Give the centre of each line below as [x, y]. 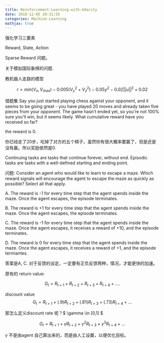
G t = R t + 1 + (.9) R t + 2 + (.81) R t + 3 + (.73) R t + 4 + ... [82, 302]
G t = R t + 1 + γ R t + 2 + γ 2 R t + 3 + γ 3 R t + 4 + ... [82, 324]
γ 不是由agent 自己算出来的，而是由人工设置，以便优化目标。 [67, 335]
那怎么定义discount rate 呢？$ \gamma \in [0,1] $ [54, 313]
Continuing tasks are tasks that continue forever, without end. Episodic [76, 157]
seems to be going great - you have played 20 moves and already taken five [82, 106]
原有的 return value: [25, 274]
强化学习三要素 [20, 38]
